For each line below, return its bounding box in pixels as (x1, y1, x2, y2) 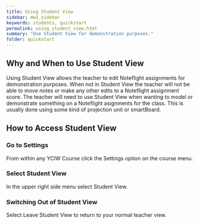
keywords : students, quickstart (6, 20, 87, 26)
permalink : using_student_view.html (6, 25, 97, 32)
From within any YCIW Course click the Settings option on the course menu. (6, 154, 193, 161)
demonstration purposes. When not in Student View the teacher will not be (6, 80, 190, 88)
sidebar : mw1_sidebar (6, 14, 60, 20)
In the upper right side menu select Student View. (6, 183, 128, 190)
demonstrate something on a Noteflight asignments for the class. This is (6, 99, 183, 107)
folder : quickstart (6, 36, 55, 42)
